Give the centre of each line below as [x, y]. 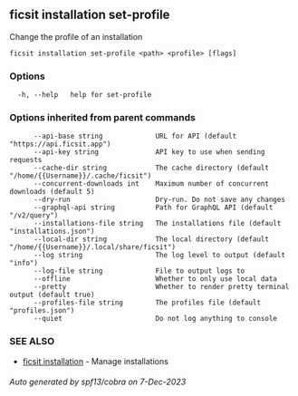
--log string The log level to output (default [159, 256]
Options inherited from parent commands [103, 118]
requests [26, 160]
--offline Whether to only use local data [155, 279]
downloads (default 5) [52, 192]
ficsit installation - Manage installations [96, 361]
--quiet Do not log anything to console [155, 319]
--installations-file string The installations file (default [157, 224]
